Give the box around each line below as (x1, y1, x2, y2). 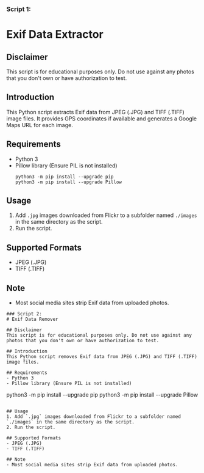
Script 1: (6, 5, 32, 13)
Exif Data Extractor (6, 28, 104, 42)
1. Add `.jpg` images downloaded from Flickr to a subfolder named (6, 413, 181, 420)
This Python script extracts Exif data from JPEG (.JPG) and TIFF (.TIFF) (6, 108, 185, 116)
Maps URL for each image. (6, 121, 73, 128)
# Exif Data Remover (6, 316, 59, 322)
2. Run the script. (6, 424, 56, 430)
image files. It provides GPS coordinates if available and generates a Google (6, 115, 197, 122)
